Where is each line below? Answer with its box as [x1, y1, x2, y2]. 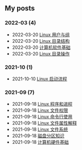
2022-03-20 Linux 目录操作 [12, 50, 70, 56]
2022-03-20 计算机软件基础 [12, 44, 71, 50]
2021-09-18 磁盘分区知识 [12, 133, 65, 139]
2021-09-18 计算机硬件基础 [12, 139, 69, 145]
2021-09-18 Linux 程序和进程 [12, 101, 73, 107]
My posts [5, 4, 35, 13]
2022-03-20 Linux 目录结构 [12, 38, 70, 44]
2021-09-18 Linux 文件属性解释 [12, 120, 77, 126]
